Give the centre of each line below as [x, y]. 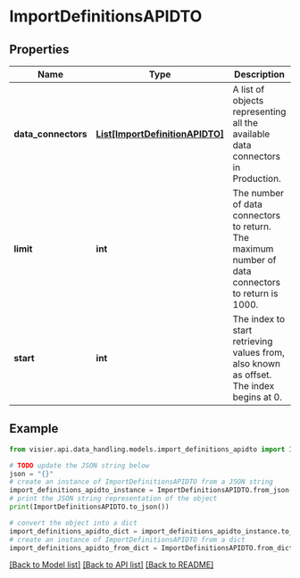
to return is [255, 293]
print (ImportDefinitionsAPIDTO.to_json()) [89, 507]
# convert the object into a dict [74, 523]
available [251, 134]
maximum [253, 249]
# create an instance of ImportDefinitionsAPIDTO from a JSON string [142, 482]
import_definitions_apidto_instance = [81, 491]
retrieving [253, 341]
